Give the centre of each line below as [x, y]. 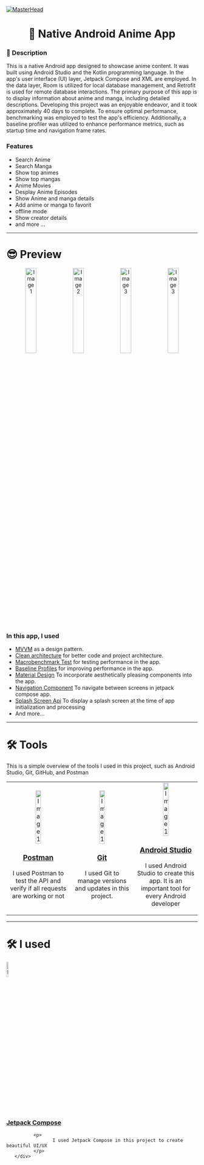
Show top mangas [38, 179]
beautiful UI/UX [27, 1146]
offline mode [31, 211]
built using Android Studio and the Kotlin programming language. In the [95, 72]
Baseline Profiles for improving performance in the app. [84, 669]
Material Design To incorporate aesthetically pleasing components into [104, 675]
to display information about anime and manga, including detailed [88, 98]
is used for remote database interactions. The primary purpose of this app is [102, 92]
